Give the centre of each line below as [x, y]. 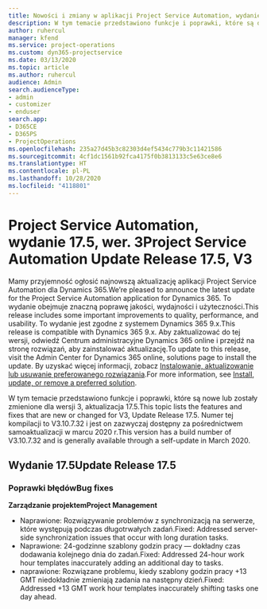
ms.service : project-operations [62, 45]
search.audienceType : [44, 90]
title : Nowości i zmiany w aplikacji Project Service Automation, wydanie [135, 16]
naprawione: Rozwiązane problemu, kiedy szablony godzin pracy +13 [133, 572]
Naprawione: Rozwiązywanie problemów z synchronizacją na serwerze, [137, 521]
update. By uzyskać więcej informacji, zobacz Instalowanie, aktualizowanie [131, 365]
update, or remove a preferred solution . [73, 382]
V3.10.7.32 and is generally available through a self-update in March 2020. [130, 440]
